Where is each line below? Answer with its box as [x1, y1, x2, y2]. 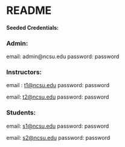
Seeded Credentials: [6, 24, 59, 31]
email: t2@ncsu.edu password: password [6, 93, 109, 100]
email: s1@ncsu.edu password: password [6, 122, 109, 129]
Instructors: [6, 68, 42, 76]
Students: [6, 108, 36, 117]
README [6, 4, 52, 18]
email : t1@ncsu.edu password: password [6, 82, 110, 89]
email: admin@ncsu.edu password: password [6, 53, 120, 60]
